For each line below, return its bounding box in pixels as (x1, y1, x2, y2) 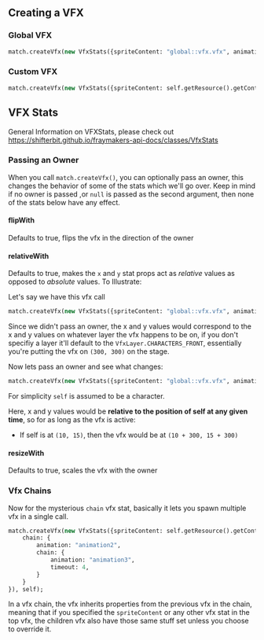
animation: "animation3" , (49, 556, 135, 564)
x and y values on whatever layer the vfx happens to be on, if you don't (8, 330, 239, 340)
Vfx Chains (8, 485, 52, 496)
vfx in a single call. (8, 511, 69, 521)
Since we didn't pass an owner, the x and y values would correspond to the (8, 322, 251, 331)
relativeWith (8, 251, 49, 260)
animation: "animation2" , (36, 542, 122, 550)
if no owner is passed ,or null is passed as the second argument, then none (8, 189, 255, 199)
